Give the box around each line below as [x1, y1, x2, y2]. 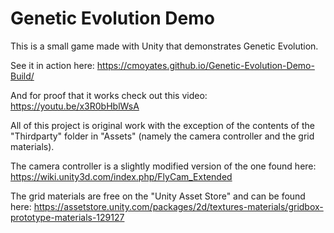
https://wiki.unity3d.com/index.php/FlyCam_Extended [10, 170, 233, 182]
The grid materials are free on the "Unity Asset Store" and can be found [10, 190, 306, 202]
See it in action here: [10, 59, 95, 71]
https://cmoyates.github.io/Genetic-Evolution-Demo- [96, 59, 315, 71]
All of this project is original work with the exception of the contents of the [10, 119, 315, 131]
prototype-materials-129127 [10, 211, 125, 223]
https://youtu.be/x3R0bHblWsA [10, 100, 140, 112]
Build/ [10, 70, 35, 82]
